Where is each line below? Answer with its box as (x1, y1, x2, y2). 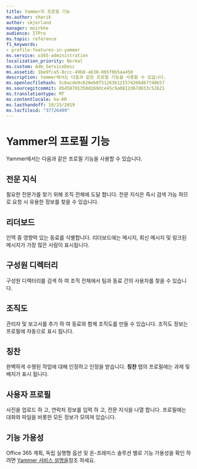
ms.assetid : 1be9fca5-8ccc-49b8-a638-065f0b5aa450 (6, 69, 133, 75)
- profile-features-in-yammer (6, 47, 81, 53)
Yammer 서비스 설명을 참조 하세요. (17, 457, 96, 464)
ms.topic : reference (6, 36, 57, 42)
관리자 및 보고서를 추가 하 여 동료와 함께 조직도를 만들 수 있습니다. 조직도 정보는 (6, 320, 189, 327)
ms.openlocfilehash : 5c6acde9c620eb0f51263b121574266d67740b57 (6, 80, 165, 86)
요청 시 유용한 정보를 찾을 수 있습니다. (12, 198, 99, 205)
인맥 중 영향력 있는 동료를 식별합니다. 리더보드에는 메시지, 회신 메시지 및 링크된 (6, 234, 187, 241)
